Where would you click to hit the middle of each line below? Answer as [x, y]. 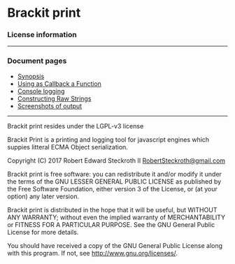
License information [42, 35]
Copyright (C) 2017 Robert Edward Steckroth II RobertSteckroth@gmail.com [116, 160]
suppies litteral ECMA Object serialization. [67, 147]
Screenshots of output [50, 105]
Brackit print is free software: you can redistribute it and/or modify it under [115, 174]
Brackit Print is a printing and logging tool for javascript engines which [108, 139]
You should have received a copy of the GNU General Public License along [115, 245]
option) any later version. [43, 196]
